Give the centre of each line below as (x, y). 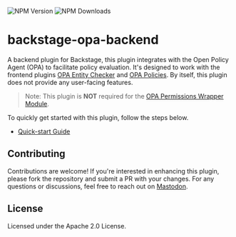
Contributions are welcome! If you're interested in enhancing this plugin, (113, 171)
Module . (37, 104)
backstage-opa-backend (83, 40)
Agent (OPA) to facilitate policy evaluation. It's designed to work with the (114, 67)
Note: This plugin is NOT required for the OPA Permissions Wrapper (124, 96)
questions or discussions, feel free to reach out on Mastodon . (98, 186)
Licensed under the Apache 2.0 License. (67, 226)
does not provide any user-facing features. (70, 82)
